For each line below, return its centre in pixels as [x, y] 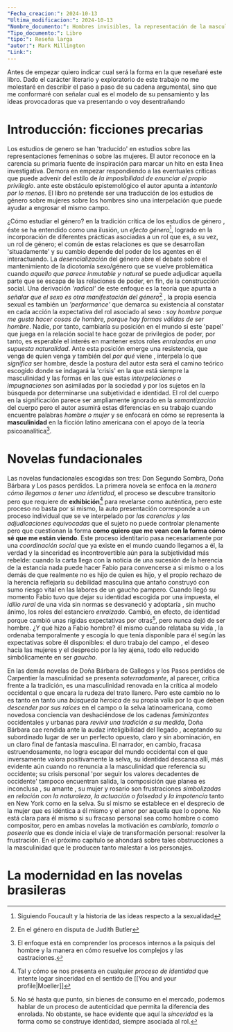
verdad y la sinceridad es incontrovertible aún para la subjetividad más [108, 553]
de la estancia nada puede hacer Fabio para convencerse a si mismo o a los [115, 568]
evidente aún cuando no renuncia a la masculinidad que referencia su [106, 766]
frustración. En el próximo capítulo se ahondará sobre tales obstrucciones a [115, 841]
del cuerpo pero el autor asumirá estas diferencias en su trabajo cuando [110, 408]
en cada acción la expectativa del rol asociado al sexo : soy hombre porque [115, 312]
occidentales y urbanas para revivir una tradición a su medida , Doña [105, 723]
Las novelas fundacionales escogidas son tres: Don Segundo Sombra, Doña [115, 478]
